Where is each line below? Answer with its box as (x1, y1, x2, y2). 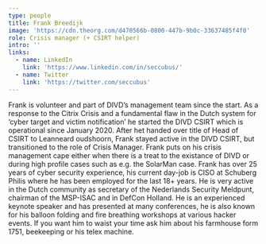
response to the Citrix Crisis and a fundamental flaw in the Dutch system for (8, 108, 256, 118)
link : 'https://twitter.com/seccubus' (22, 78, 151, 86)
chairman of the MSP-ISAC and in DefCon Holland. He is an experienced (8, 192, 245, 203)
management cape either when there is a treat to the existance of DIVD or (8, 150, 250, 160)
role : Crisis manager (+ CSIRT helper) (8, 33, 141, 42)
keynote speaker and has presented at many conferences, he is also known (8, 201, 256, 211)
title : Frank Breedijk (8, 19, 83, 27)
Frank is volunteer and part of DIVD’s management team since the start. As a (8, 100, 259, 110)
